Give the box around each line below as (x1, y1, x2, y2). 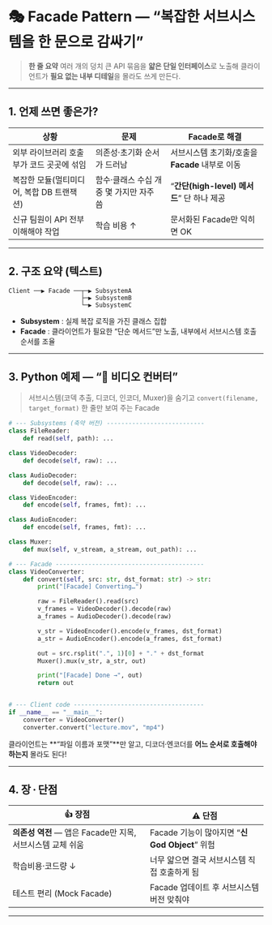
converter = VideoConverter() (23, 716, 125, 724)
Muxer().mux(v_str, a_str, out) (37, 656, 147, 665)
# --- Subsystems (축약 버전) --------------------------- (8, 419, 205, 428)
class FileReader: (8, 427, 70, 435)
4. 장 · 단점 (8, 783, 58, 797)
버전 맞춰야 (149, 894, 190, 906)
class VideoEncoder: (8, 493, 79, 501)
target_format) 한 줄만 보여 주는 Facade (28, 403, 160, 413)
